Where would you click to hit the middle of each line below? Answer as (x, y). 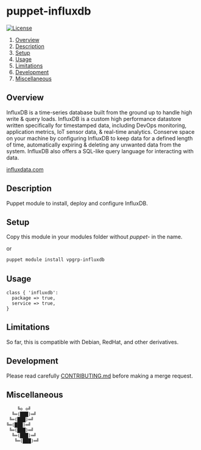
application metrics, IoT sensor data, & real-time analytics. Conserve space (100, 131)
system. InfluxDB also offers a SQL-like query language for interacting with (100, 151)
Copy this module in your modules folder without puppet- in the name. (94, 237)
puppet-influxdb (49, 11)
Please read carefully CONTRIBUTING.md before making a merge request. (100, 376)
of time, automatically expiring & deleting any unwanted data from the (94, 145)
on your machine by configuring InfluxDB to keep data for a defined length (100, 138)
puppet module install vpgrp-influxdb (55, 260)
